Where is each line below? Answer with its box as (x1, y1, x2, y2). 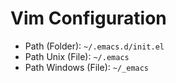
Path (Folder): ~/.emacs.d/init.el (24, 40, 165, 52)
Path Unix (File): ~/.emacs (24, 50, 130, 62)
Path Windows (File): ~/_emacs (24, 61, 150, 73)
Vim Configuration (10, 7, 167, 30)
